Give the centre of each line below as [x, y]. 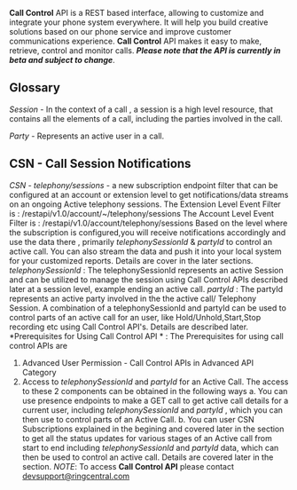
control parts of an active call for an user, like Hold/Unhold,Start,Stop [135, 317]
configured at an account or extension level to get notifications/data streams [149, 194]
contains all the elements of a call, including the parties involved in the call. [146, 118]
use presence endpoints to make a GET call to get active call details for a [155, 400]
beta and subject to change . [62, 60]
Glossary [35, 88]
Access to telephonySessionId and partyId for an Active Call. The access [155, 382]
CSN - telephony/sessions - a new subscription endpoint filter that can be [144, 185]
